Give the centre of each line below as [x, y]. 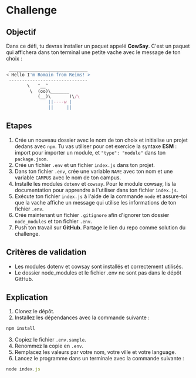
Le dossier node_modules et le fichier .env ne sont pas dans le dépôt [98, 272]
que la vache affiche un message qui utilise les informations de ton [95, 202]
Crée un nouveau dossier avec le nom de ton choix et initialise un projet [101, 140]
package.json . [31, 159]
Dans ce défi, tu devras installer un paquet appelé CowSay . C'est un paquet [98, 46]
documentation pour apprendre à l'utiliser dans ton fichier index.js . [96, 190]
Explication [27, 297]
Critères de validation [46, 252]
